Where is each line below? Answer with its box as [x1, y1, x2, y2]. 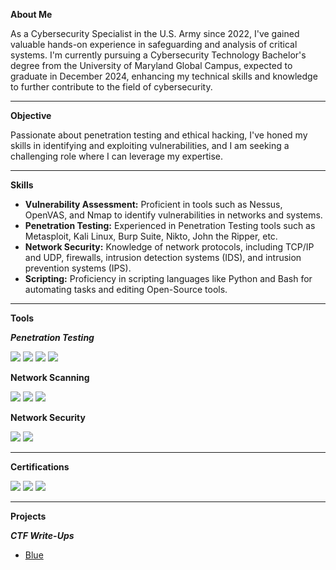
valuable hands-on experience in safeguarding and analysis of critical [10, 39, 298, 50]
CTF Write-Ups [10, 530, 75, 541]
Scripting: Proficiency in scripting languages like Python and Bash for [24, 273, 313, 284]
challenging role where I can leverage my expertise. [10, 150, 223, 162]
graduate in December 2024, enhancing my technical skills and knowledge [10, 70, 318, 82]
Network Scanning [10, 372, 90, 383]
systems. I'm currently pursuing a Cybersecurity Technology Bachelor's [10, 49, 307, 61]
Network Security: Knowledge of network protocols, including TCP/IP [24, 241, 315, 253]
